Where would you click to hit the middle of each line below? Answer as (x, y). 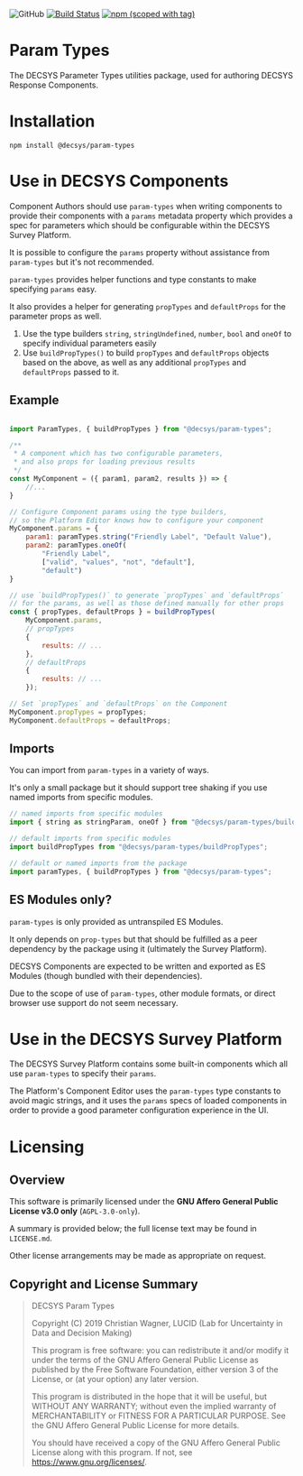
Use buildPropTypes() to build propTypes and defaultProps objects (146, 353)
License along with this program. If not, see (112, 1453)
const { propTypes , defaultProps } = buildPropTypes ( (113, 612)
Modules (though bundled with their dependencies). (106, 975)
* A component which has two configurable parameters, (118, 454)
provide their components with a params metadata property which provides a (151, 216)
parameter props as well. (55, 316)
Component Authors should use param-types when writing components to (146, 206)
